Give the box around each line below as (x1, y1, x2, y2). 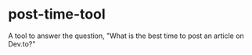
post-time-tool (8, 5, 106, 23)
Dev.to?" (8, 39, 36, 48)
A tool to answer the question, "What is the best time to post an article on (8, 31, 244, 40)
